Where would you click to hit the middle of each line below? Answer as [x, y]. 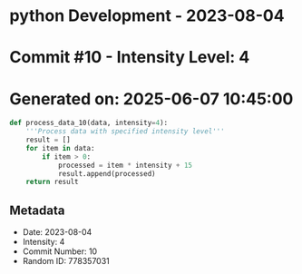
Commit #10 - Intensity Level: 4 [130, 58]
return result [52, 182]
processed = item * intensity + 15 [125, 165]
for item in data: [60, 148]
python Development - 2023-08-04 [147, 16]
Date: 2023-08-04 [57, 232]
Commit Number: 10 [60, 251]
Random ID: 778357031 [66, 261]
